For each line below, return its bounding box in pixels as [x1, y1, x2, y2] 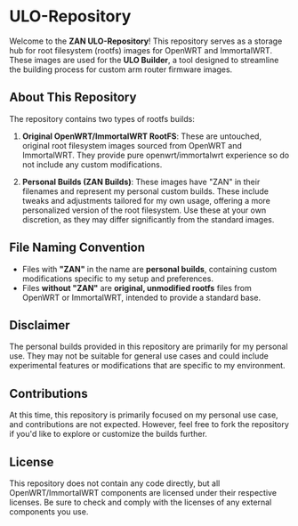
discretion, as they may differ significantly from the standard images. [21, 214, 275, 224]
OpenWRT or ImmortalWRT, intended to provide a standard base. [21, 292, 261, 303]
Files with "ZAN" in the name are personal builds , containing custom [21, 263, 278, 274]
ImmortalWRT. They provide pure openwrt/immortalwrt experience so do [21, 150, 290, 160]
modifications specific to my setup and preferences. [21, 273, 213, 284]
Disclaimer [9, 318, 70, 333]
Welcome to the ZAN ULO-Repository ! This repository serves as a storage [9, 36, 283, 46]
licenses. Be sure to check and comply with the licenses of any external [9, 497, 272, 507]
